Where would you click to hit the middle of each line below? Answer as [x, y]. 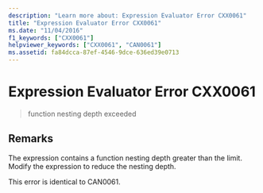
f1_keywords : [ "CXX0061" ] [51, 38]
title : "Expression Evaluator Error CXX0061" [85, 23]
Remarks [31, 139]
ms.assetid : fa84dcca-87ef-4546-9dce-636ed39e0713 [94, 52]
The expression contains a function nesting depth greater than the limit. [125, 158]
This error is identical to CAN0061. [64, 181]
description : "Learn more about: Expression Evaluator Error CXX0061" [128, 15]
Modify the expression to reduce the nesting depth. [92, 166]
